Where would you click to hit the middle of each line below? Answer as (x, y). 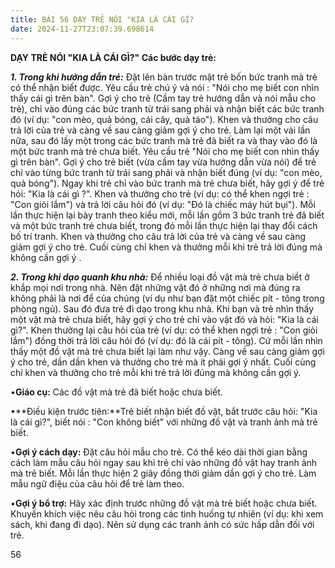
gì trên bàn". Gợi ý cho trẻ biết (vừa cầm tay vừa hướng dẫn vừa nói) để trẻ (163, 162)
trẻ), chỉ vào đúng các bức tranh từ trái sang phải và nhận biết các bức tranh (167, 108)
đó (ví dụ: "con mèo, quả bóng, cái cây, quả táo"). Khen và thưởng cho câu (164, 119)
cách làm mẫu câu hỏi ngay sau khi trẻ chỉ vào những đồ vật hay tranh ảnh (164, 462)
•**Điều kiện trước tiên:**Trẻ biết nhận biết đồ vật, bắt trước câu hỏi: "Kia (164, 411)
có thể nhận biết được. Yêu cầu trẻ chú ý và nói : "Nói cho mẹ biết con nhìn (165, 87)
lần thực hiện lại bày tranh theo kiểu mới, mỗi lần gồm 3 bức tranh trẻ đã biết (167, 215)
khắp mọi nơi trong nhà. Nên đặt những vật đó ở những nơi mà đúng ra (155, 287)
